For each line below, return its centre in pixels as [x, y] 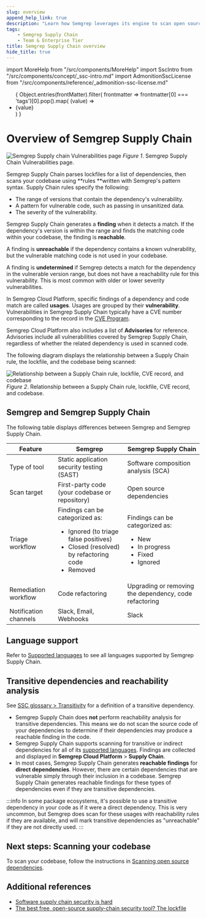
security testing [80, 467]
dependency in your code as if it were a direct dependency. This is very [97, 808]
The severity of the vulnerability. [56, 212]
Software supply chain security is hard [64, 901]
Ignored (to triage [93, 531]
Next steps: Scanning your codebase [79, 847]
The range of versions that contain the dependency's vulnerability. [99, 199]
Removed [82, 569]
